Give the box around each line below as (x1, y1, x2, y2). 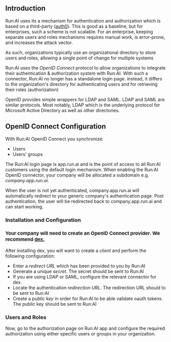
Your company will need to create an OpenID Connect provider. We (5, 230, 160, 237)
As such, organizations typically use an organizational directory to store (5, 49, 156, 55)
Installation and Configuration (5, 216, 81, 223)
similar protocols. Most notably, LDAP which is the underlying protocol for (5, 102, 160, 108)
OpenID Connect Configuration (5, 122, 106, 131)
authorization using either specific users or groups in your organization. (5, 331, 156, 337)
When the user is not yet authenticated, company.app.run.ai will (5, 187, 139, 194)
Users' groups (12, 151, 43, 157)
